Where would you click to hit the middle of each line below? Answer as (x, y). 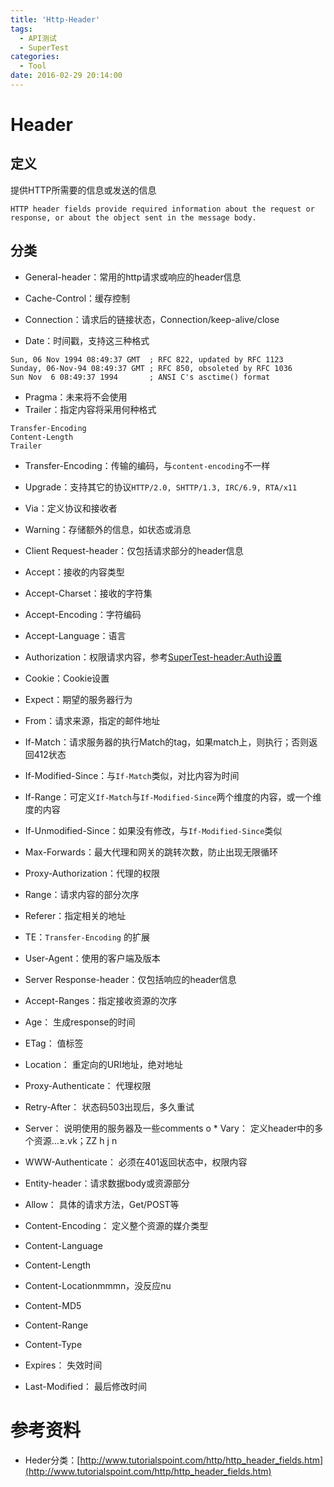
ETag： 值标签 (54, 1043)
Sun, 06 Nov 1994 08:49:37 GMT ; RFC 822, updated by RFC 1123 (147, 359)
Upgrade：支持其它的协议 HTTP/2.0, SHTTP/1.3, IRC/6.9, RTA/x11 (161, 487)
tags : (21, 29)
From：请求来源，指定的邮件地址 (92, 720)
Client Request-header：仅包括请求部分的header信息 (134, 550)
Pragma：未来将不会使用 (76, 397)
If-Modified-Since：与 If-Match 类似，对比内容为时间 (132, 775)
